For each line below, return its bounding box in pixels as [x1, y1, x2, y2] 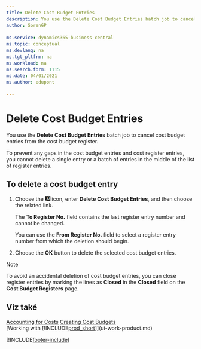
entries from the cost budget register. [6, 138, 99, 145]
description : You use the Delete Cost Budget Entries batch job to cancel [6, 16, 197, 22]
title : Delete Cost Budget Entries [6, 10, 95, 16]
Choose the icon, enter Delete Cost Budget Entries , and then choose [14, 195, 193, 203]
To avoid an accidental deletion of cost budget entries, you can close [6, 272, 176, 279]
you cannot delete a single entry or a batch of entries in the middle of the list [6, 156, 195, 163]
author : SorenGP [6, 22, 47, 28]
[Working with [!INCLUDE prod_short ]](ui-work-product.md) [6, 324, 153, 332]
